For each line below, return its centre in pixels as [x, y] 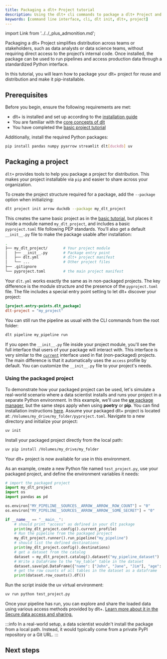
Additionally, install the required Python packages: [57, 137]
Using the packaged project [39, 378]
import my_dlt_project [29, 488]
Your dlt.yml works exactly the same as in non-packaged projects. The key [83, 281]
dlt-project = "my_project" [34, 311]
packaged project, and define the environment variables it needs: [72, 474]
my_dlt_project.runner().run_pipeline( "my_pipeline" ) [71, 538]
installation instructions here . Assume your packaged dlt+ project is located [83, 410]
